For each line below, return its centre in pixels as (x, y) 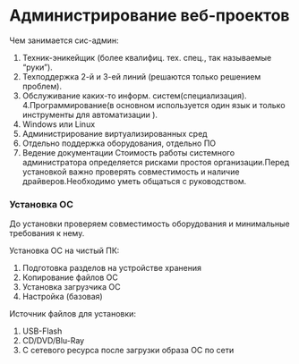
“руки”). (38, 67)
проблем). (42, 86)
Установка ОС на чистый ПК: (64, 250)
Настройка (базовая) (62, 297)
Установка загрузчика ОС (71, 287)
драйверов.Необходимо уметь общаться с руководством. (134, 181)
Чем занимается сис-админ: (64, 40)
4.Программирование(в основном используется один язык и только (154, 105)
